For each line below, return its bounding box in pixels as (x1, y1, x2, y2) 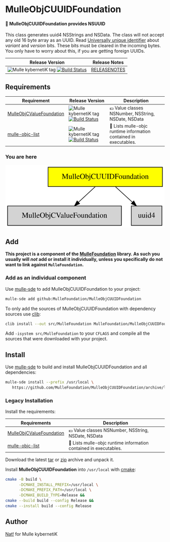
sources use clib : (5, 311, 41, 317)
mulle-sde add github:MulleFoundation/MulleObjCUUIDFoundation (5, 296, 142, 301)
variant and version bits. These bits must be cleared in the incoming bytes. (5, 43, 161, 49)
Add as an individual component (5, 275, 87, 282)
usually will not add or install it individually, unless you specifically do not (5, 256, 163, 262)
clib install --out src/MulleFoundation (5, 321, 92, 326)
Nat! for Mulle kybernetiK (5, 531, 58, 537)
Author (5, 518, 28, 526)
